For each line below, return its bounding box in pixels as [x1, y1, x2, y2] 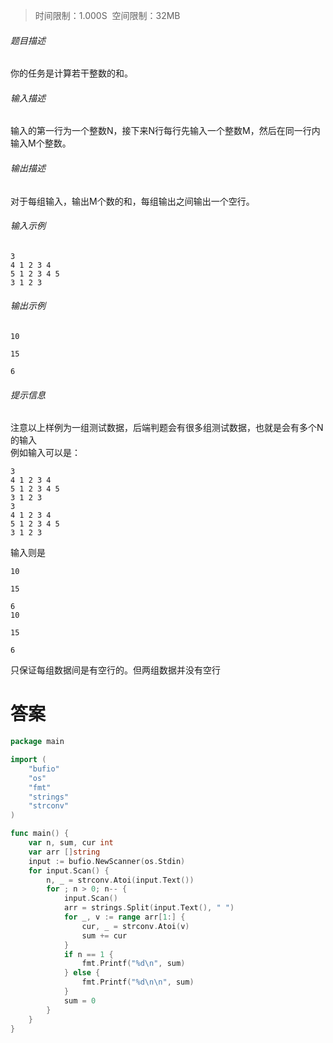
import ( [10, 755, 47, 765]
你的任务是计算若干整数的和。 [10, 67, 133, 79]
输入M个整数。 [10, 137, 72, 149]
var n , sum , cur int [28, 838, 114, 848]
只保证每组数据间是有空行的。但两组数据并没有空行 [10, 664, 221, 676]
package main [10, 737, 65, 747]
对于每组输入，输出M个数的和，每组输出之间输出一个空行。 [10, 195, 255, 207]
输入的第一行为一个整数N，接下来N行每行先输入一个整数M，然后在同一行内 [10, 125, 321, 137]
